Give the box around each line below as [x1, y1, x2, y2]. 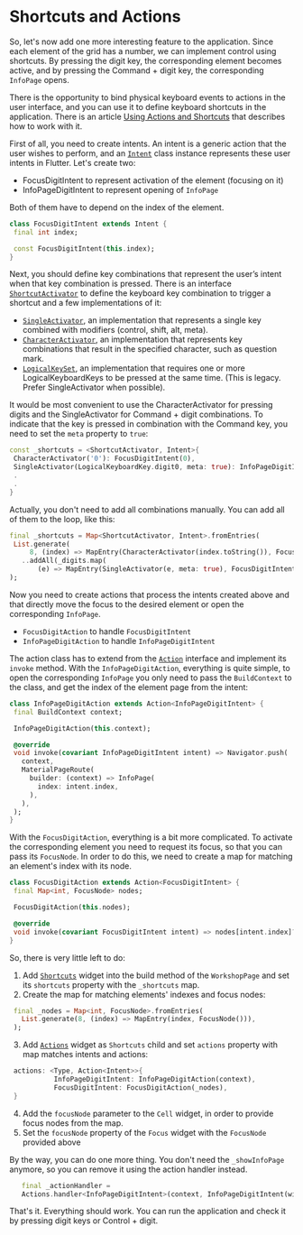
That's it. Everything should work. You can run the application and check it [9, 1206, 286, 1217]
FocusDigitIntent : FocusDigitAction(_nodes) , [53, 1083, 228, 1092]
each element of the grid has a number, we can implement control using [9, 45, 277, 56]
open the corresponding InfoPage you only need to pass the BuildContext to [9, 672, 292, 683]
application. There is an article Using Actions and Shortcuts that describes [9, 111, 286, 122]
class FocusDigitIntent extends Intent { [9, 219, 168, 228]
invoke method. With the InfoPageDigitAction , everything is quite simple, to [9, 662, 290, 673]
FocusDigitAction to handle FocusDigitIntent [22, 625, 192, 637]
